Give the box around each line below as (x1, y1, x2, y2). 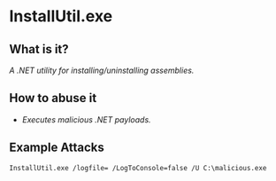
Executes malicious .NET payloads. (21, 114, 152, 125)
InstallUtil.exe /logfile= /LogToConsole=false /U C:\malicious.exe (9, 163, 267, 172)
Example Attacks (9, 140, 104, 155)
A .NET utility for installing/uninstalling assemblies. (9, 65, 195, 75)
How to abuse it (9, 90, 97, 106)
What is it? (9, 42, 69, 57)
